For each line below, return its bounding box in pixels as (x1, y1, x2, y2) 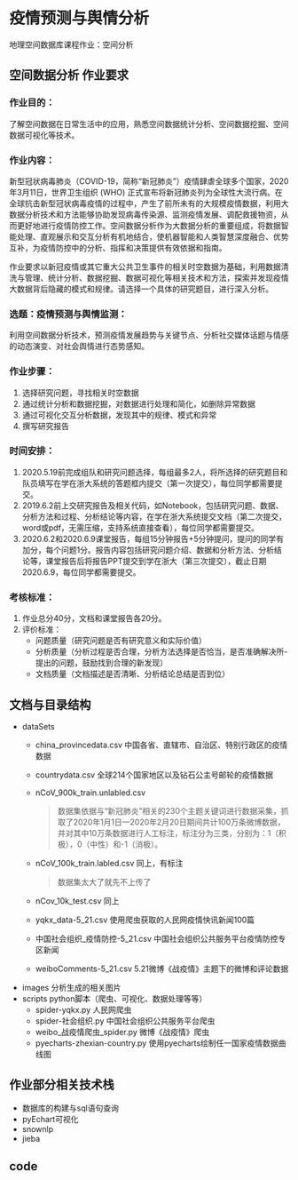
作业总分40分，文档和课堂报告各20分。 (21, 613, 167, 624)
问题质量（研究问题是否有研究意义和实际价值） (35, 635, 207, 646)
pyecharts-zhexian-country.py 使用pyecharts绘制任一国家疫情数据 (35, 1037, 278, 1048)
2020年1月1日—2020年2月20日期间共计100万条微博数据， (73, 817, 286, 827)
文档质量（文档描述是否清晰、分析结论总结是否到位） (35, 668, 231, 680)
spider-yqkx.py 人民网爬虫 (35, 1004, 132, 1015)
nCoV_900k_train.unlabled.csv (35, 787, 146, 798)
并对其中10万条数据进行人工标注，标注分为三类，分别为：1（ (57, 827, 279, 838)
